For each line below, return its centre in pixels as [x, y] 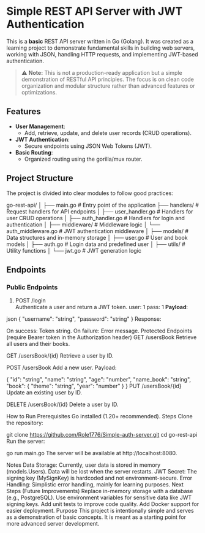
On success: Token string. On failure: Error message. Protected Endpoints [99, 331]
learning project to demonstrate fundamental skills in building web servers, [101, 48]
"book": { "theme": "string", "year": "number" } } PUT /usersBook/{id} [94, 386]
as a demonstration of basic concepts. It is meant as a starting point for [96, 517]
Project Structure [40, 178]
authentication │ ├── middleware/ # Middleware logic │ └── [83, 224]
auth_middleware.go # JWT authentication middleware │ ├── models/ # [97, 231]
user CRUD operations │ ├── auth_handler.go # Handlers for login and [96, 218]
